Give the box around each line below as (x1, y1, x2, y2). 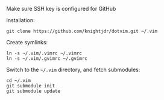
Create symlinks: (6, 39, 48, 46)
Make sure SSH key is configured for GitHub (6, 5, 116, 12)
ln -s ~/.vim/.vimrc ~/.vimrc (6, 50, 83, 56)
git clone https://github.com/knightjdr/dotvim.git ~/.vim (6, 28, 158, 34)
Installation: (6, 17, 35, 23)
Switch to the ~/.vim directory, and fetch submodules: (6, 66, 140, 73)
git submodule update (6, 88, 61, 94)
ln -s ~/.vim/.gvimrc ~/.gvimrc (6, 56, 87, 62)
